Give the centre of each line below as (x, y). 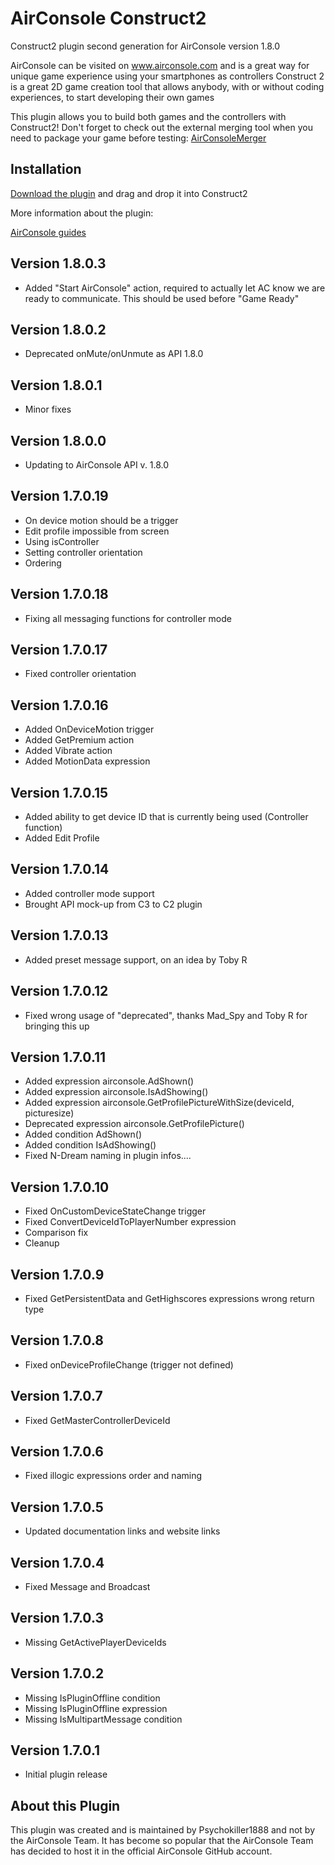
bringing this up (57, 1026)
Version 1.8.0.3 (58, 263)
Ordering (43, 563)
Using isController (62, 541)
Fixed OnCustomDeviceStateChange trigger (115, 1211)
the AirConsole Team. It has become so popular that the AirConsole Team (162, 1841)
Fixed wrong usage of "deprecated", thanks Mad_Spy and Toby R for (166, 1015)
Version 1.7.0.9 (57, 1274)
